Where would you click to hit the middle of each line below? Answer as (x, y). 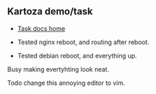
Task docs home (41, 28)
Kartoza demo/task (50, 12)
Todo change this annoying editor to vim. (66, 83)
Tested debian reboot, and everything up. (77, 55)
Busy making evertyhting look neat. (58, 69)
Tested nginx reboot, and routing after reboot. (83, 42)
